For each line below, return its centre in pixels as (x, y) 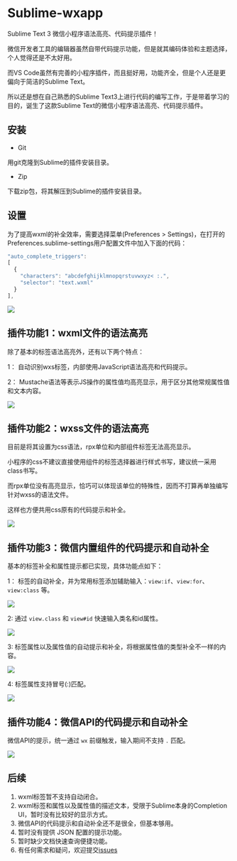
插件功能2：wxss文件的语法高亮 (78, 428)
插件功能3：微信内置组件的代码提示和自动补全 (108, 548)
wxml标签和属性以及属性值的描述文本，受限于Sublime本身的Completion (122, 805)
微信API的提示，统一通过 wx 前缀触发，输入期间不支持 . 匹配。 (98, 740)
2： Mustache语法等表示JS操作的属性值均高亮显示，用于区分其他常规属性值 (118, 382)
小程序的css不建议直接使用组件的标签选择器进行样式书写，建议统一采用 (112, 462)
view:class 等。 (31, 590)
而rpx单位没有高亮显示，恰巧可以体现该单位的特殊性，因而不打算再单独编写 (118, 486)
